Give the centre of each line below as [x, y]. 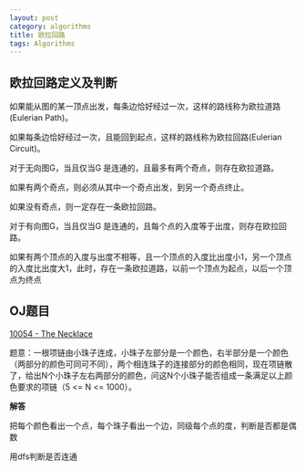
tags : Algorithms [42, 43]
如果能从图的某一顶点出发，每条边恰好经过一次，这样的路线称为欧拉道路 [145, 107]
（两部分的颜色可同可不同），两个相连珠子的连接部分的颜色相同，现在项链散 [151, 364]
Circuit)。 [27, 149]
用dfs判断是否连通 [43, 456]
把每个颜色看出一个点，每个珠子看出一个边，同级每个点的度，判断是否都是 [149, 425]
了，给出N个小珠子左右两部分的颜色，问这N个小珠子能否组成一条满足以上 [147, 375]
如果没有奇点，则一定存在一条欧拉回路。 [85, 207]
